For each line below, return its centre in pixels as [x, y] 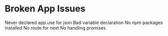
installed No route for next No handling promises [55, 27]
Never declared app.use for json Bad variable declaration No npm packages [84, 22]
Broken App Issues [45, 9]
